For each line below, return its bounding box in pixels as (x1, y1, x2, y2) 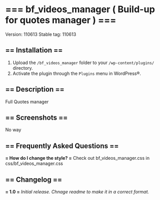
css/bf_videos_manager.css (5, 160, 63, 166)
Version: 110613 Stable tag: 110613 (5, 31, 76, 37)
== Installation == (5, 46, 63, 54)
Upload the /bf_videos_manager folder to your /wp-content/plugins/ (12, 60, 154, 66)
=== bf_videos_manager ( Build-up (5, 4, 155, 15)
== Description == (5, 85, 65, 94)
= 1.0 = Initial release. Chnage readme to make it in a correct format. (5, 189, 149, 194)
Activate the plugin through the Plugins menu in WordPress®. (12, 70, 141, 76)
